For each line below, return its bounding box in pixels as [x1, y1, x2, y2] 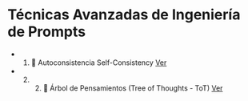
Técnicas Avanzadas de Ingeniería [7, 6, 241, 24]
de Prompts [7, 22, 86, 41]
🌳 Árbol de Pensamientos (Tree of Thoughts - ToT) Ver [42, 83, 223, 93]
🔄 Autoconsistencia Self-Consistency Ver [30, 58, 167, 67]
